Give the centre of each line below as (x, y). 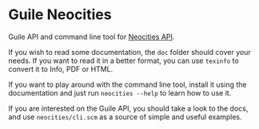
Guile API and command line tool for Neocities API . (92, 37)
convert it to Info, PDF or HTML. (61, 68)
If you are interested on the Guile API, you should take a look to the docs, (128, 108)
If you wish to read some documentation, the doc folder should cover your (129, 52)
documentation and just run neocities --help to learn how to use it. (120, 92)
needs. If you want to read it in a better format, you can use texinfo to (124, 61)
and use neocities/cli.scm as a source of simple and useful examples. (125, 116)
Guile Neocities (60, 15)
